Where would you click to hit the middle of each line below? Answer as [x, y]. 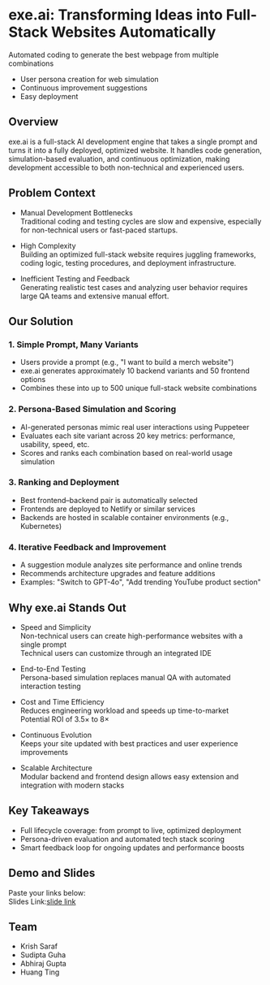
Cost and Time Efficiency [62, 701]
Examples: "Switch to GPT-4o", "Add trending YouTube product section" [141, 582]
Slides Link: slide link [42, 901]
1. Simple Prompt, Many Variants [74, 345]
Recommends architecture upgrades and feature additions [118, 574]
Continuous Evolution [56, 735]
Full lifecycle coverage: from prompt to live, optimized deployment [131, 830]
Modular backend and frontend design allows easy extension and [129, 776]
